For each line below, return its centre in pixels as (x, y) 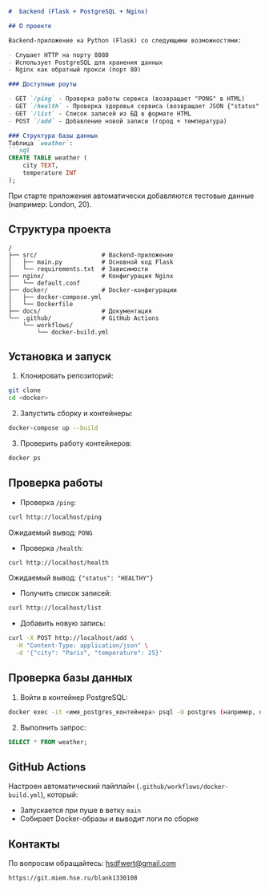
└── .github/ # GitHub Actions (84, 318)
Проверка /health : (52, 548)
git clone (25, 390)
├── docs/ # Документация (80, 311)
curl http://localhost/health (59, 562)
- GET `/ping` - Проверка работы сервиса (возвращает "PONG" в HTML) (127, 99)
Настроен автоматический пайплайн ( (74, 787)
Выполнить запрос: (53, 727)
